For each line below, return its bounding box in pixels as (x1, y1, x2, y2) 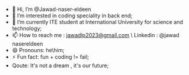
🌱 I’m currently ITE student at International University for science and (11, 19, 184, 25)
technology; (11, 25, 42, 32)
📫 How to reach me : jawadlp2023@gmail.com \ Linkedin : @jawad (11, 32, 179, 38)
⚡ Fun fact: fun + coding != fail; (11, 53, 89, 60)
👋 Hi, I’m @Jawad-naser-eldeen (11, 6, 91, 13)
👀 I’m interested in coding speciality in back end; (11, 12, 132, 19)
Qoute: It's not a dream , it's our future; (11, 62, 109, 69)
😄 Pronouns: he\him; (11, 47, 65, 53)
